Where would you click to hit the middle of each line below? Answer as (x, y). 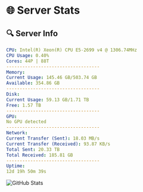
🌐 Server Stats (43, 10)
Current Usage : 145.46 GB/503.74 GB (52, 78)
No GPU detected (26, 122)
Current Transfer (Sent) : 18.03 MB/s (53, 139)
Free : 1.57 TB (24, 105)
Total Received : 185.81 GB (40, 155)
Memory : (16, 72)
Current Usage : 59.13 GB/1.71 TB (48, 100)
